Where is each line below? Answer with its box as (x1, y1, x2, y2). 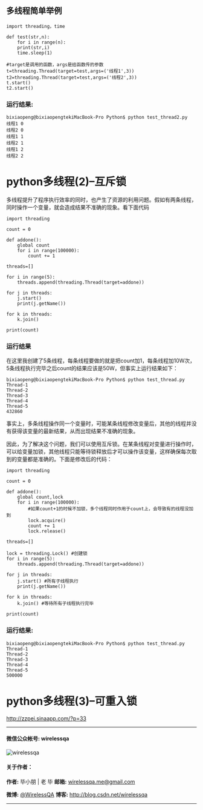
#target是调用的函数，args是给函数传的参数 (6, 61, 104, 68)
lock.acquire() (28, 517, 66, 524)
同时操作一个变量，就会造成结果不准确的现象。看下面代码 (6, 204, 149, 211)
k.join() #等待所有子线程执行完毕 (17, 600, 94, 607)
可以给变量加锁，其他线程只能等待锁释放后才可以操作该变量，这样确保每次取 (6, 448, 197, 456)
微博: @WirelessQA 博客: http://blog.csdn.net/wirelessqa (6, 791, 148, 798)
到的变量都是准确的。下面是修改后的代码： (6, 456, 112, 463)
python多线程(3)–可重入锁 (6, 694, 138, 708)
